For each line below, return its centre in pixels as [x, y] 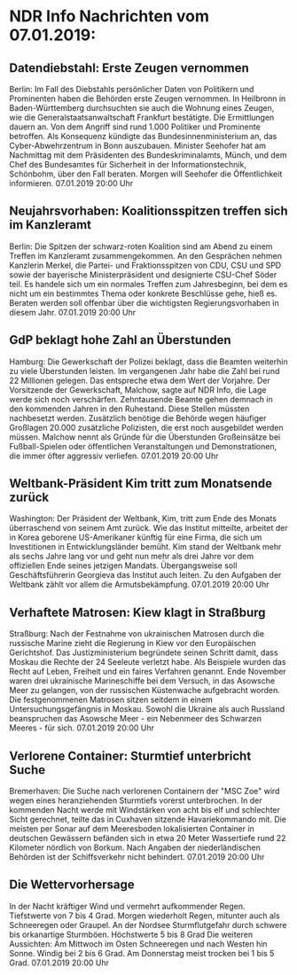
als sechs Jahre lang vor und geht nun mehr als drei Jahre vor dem [132, 557]
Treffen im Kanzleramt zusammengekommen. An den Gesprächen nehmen [145, 255]
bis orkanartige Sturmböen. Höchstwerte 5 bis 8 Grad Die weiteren [131, 934]
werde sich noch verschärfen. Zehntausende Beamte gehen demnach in [141, 399]
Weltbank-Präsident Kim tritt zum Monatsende [141, 484]
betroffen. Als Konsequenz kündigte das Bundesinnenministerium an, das [143, 136]
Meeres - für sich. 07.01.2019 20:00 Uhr [82, 728]
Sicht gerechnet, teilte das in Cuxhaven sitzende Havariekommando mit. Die [148, 819]
